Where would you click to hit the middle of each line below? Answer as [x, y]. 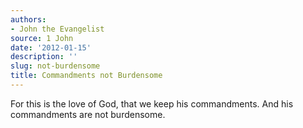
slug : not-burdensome [55, 66]
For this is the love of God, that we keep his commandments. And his [152, 103]
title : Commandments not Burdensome [86, 76]
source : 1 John [42, 38]
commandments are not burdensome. [88, 114]
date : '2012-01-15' [51, 47]
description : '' [44, 57]
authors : [28, 19]
